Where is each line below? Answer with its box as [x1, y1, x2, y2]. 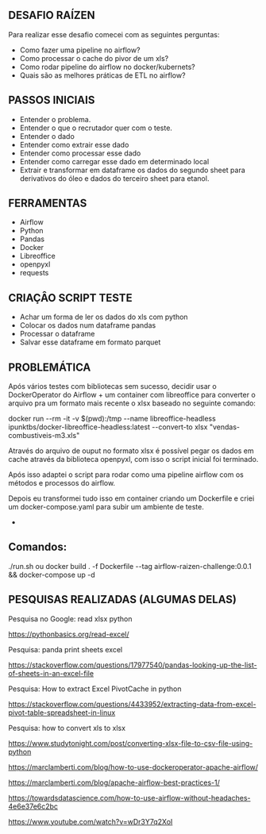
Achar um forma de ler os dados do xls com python [19, 312, 188, 322]
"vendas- [209, 422, 241, 432]
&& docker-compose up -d [8, 570, 95, 579]
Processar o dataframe [19, 329, 95, 339]
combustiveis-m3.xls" [8, 431, 80, 440]
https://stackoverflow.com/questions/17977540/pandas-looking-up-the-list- [8, 660, 257, 670]
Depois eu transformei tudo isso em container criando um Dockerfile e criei [8, 494, 255, 503]
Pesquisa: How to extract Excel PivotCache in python [8, 684, 182, 694]
